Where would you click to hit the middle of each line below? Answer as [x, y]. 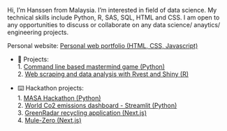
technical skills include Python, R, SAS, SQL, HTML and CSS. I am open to [113, 17]
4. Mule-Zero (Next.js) [49, 120]
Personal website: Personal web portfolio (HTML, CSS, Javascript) [103, 46]
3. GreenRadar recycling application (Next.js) [82, 113]
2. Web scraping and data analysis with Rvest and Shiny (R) [103, 74]
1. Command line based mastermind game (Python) [91, 67]
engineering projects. [38, 32]
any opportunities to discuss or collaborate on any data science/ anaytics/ [114, 25]
